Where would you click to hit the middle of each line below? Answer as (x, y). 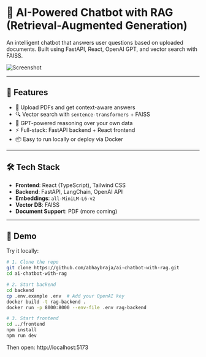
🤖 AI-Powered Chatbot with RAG (90, 13)
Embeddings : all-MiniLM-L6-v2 (55, 198)
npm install (21, 330)
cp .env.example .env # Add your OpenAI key (65, 296)
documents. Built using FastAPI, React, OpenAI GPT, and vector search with (102, 49)
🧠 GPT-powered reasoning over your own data (74, 123)
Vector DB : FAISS (37, 204)
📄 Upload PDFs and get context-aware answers (75, 107)
